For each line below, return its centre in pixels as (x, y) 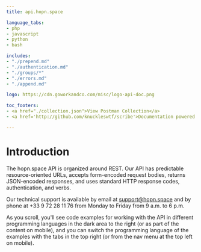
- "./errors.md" (26, 78)
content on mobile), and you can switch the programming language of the (97, 230)
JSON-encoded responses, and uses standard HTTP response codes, (93, 181)
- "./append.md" (26, 84)
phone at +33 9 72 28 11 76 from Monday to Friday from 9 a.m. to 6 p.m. (95, 206)
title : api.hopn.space (35, 12)
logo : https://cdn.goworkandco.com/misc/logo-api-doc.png (80, 95)
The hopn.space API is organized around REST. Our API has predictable (95, 168)
